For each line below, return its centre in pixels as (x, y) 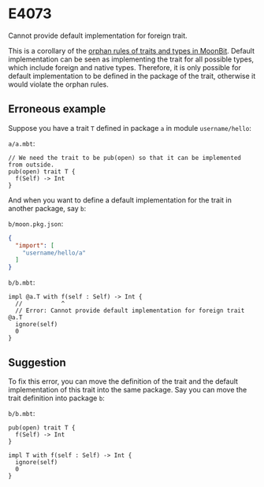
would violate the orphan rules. (58, 84)
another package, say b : (47, 208)
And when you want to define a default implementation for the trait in (120, 200)
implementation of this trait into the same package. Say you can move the (128, 389)
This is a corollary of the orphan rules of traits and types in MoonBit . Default (131, 50)
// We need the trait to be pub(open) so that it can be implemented (125, 158)
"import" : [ (35, 245)
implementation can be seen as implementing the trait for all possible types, (131, 59)
